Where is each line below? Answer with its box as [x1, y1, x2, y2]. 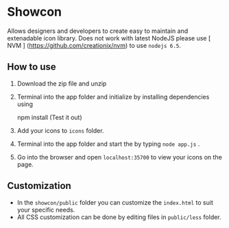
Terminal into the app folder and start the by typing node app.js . [16, 140, 200, 148]
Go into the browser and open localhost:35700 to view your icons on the [16, 153, 223, 161]
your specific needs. [16, 205, 75, 214]
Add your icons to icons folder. [16, 126, 104, 134]
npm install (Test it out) [16, 113, 82, 121]
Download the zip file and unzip [16, 79, 107, 88]
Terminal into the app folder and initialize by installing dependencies [16, 92, 210, 101]
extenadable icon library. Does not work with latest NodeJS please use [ [7, 34, 211, 42]
